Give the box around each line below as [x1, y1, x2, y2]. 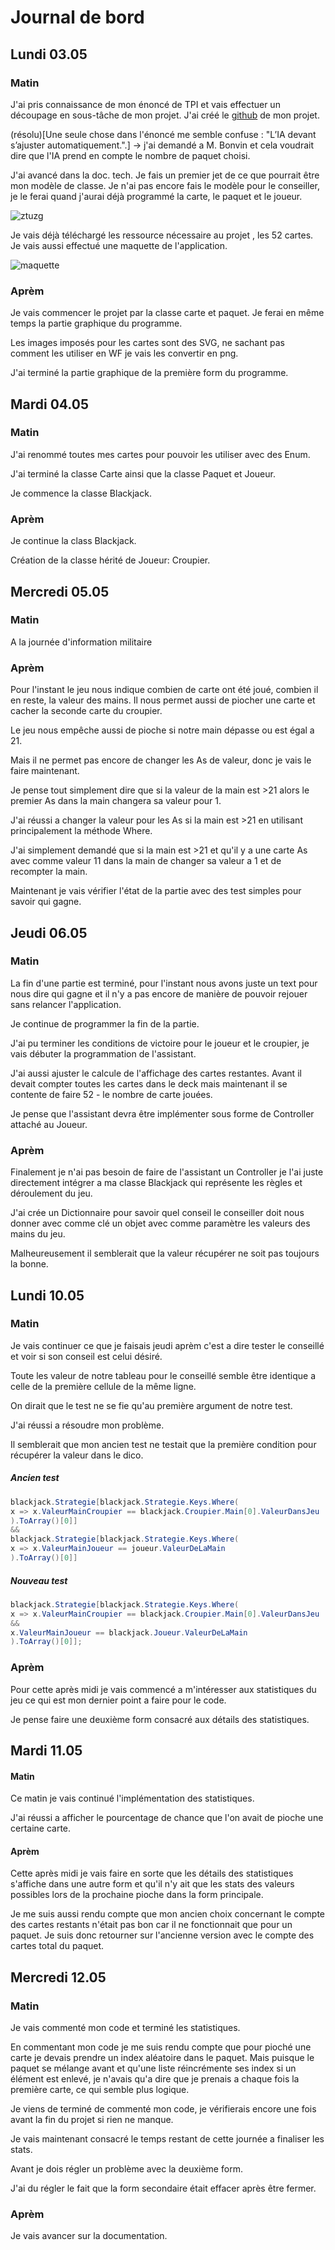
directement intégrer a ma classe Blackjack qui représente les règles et [10, 1177, 303, 1189]
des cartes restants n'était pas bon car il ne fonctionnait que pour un [10, 1919, 293, 1931]
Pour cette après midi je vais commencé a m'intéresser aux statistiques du [10, 1683, 317, 1695]
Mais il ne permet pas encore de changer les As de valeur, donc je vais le [10, 754, 312, 766]
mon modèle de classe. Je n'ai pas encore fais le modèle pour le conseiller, [10, 179, 321, 191]
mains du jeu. [10, 1228, 66, 1240]
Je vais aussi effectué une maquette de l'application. [10, 239, 228, 251]
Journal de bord [10, 6, 145, 29]
